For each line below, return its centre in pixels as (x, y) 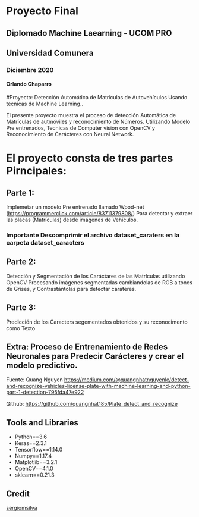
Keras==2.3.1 (31, 443)
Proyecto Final (42, 11)
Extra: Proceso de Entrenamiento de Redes (87, 347)
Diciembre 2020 (30, 70)
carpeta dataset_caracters (45, 243)
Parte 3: (21, 308)
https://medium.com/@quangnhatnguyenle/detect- (127, 380)
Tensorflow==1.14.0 (39, 450)
